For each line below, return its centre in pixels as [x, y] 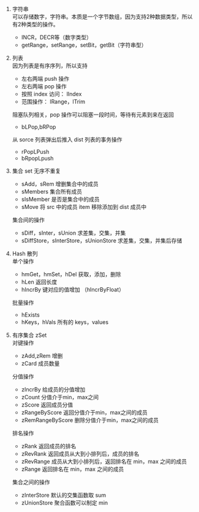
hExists [30, 315]
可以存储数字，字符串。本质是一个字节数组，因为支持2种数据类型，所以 [102, 17]
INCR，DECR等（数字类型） [56, 37]
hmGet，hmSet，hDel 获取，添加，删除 [71, 274]
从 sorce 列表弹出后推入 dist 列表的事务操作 [67, 139]
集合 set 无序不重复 [36, 171]
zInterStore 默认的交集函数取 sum [64, 495]
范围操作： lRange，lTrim [53, 102]
